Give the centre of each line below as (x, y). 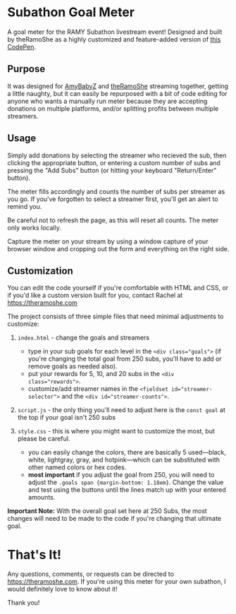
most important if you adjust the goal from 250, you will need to (121, 475)
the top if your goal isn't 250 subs (67, 418)
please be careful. (44, 439)
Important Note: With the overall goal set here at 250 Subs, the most (107, 511)
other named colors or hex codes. (77, 467)
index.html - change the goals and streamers (83, 338)
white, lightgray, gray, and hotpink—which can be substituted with (124, 460)
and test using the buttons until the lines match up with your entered (127, 490)
